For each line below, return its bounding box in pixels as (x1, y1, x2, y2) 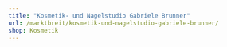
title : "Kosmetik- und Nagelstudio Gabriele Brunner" (8, 11, 191, 20)
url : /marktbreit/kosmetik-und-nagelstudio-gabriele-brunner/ (8, 19, 219, 27)
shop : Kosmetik (8, 26, 59, 34)
